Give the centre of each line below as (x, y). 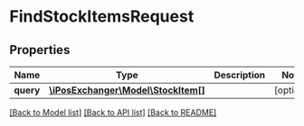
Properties (40, 50)
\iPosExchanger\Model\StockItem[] (127, 90)
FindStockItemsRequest (102, 17)
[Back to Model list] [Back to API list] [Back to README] (113, 112)
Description (240, 75)
